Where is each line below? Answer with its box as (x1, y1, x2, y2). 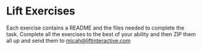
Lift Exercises (6, 4, 75, 18)
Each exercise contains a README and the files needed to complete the (6, 24, 185, 31)
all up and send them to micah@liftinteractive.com (6, 37, 131, 44)
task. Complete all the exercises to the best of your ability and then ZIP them (6, 30, 196, 37)
